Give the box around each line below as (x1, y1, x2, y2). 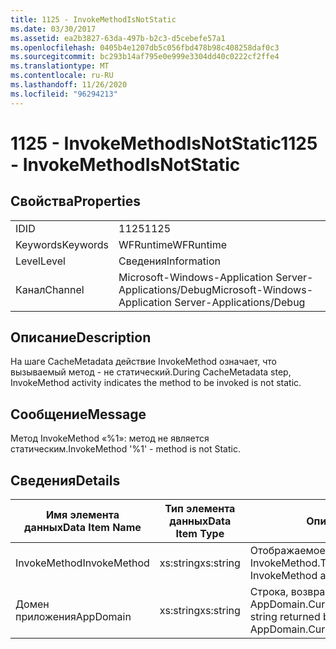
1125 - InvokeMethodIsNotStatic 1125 (10, 132, 318, 155)
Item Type (175, 527, 225, 541)
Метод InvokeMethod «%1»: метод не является (10, 432, 210, 445)
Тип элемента (164, 502, 236, 516)
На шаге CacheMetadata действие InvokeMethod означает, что (10, 356, 277, 368)
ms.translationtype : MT (10, 61, 110, 71)
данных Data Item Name (24, 521, 142, 535)
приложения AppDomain (15, 610, 132, 624)
